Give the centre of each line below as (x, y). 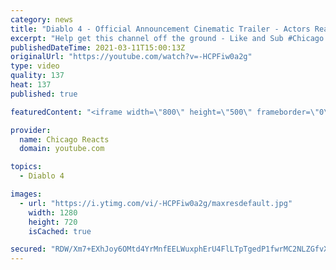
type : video (35, 66)
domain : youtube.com (62, 149)
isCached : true (60, 231)
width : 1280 (53, 212)
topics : (26, 167)
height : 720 (53, 222)
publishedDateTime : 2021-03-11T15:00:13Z (98, 47)
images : (26, 194)
